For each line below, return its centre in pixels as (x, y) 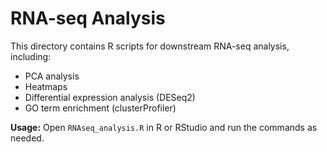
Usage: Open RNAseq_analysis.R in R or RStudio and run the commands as (164, 127)
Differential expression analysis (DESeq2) (110, 97)
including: (31, 56)
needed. (27, 138)
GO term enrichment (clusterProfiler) (100, 108)
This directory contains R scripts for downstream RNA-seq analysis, (150, 46)
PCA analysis (52, 76)
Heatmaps (46, 86)
